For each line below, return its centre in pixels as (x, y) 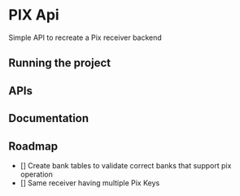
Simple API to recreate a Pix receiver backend (85, 37)
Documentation (49, 118)
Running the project (60, 63)
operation (36, 174)
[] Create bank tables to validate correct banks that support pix (126, 165)
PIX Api (34, 15)
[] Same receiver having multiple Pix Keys (90, 183)
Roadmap (33, 146)
